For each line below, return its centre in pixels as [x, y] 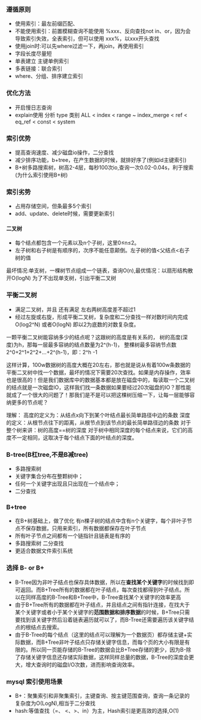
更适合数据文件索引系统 [44, 551]
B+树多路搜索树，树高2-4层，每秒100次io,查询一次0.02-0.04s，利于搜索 [104, 167]
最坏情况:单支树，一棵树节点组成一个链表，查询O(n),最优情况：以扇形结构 [97, 270]
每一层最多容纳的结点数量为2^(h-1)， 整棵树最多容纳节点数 [104, 344]
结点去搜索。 [47, 627]
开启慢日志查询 [33, 107]
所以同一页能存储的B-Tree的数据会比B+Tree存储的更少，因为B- [109, 649]
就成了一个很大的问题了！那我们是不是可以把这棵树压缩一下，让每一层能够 [98, 394]
